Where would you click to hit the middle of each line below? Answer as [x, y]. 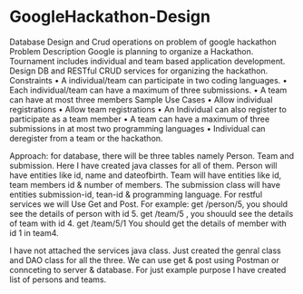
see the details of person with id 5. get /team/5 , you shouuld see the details [151, 213]
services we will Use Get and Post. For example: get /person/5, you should [149, 204]
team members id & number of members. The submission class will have [145, 184]
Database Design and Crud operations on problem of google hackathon [143, 42]
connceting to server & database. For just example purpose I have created [148, 269]
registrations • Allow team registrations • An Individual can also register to [148, 109]
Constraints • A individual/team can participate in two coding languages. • [148, 80]
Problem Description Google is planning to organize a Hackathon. [132, 51]
